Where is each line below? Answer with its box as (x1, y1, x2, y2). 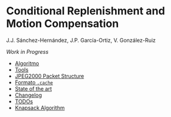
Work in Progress (6, 48, 49, 55)
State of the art (14, 85, 52, 92)
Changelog (14, 91, 42, 98)
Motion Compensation (6, 17, 119, 30)
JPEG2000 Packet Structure (14, 72, 85, 79)
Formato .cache (14, 79, 54, 86)
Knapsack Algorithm (14, 104, 65, 111)
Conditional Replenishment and (6, 4, 166, 18)
